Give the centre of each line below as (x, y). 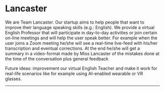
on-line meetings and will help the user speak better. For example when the (81, 38)
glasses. (14, 79)
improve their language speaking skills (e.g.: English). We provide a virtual (80, 27)
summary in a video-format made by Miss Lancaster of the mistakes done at (82, 53)
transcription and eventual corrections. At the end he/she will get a (72, 48)
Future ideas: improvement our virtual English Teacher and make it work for (81, 68)
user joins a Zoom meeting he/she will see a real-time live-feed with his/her (82, 43)
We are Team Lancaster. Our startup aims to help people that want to (75, 22)
